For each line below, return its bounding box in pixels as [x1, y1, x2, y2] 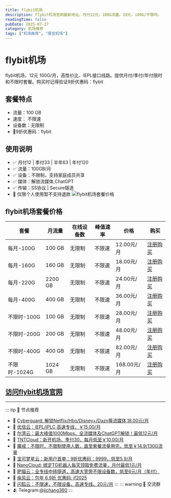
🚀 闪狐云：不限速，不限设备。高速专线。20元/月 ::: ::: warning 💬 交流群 [12, 481, 161, 487]
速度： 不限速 [12, 115, 41, 122]
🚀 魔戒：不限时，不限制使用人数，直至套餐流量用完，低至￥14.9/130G [12, 443, 159, 449]
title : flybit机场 [5, 7, 43, 13]
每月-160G [8, 262, 36, 269]
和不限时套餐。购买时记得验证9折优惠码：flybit [5, 78, 103, 84]
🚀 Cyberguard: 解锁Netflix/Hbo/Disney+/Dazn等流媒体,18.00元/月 [12, 418, 149, 424]
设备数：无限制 [12, 122, 44, 128]
